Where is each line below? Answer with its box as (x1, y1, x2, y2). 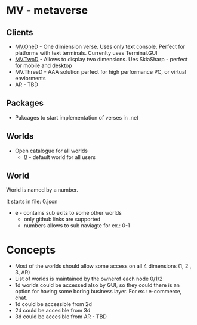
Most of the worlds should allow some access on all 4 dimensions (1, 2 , (14, 262, 192, 270)
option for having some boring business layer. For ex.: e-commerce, (14, 288, 182, 295)
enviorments (14, 75, 46, 82)
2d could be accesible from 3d (14, 307, 91, 314)
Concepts (6, 243, 56, 257)
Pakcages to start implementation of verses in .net (14, 114, 139, 121)
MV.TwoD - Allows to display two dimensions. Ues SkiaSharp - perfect (14, 56, 188, 62)
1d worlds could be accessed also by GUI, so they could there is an (14, 282, 180, 289)
